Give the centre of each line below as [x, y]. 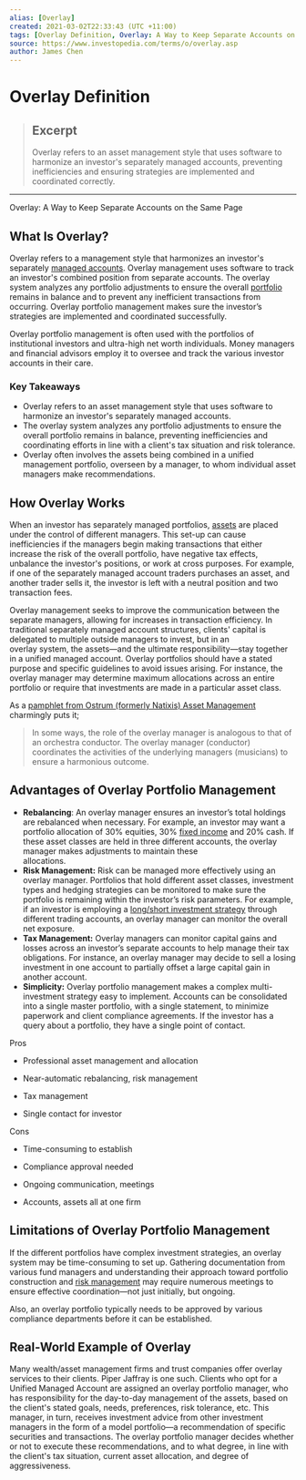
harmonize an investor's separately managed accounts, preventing [157, 162]
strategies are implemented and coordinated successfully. [118, 316]
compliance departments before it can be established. [111, 1319]
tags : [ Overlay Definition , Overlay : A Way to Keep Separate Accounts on [153, 35]
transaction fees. [41, 592]
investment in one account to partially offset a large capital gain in [146, 967]
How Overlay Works [67, 503]
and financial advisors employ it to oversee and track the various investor [147, 353]
